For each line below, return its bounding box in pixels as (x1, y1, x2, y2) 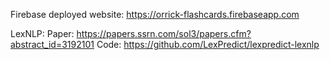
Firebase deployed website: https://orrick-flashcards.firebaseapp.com (10, 9, 300, 20)
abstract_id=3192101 (10, 39, 95, 50)
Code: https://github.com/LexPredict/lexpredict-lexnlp (96, 39, 320, 50)
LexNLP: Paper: (10, 28, 75, 39)
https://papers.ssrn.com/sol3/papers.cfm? (76, 28, 252, 39)
